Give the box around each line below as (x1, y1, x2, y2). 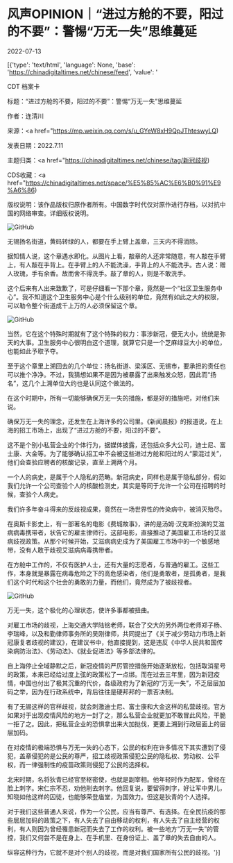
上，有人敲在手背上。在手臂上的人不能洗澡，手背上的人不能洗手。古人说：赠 (7, 260, 226, 269)
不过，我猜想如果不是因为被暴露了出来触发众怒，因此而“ (49, 370, 211, 378)
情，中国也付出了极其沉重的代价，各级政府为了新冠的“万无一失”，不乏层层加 (7, 678, 225, 687)
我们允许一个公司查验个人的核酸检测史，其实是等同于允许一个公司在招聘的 (7, 481, 220, 489)
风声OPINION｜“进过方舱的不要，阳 (7, 6, 212, 22)
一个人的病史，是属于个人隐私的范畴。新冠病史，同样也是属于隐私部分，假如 (7, 473, 226, 481)
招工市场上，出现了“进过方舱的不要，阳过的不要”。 (19, 426, 165, 434)
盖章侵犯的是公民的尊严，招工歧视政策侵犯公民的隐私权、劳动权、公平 (19, 751, 220, 760)
